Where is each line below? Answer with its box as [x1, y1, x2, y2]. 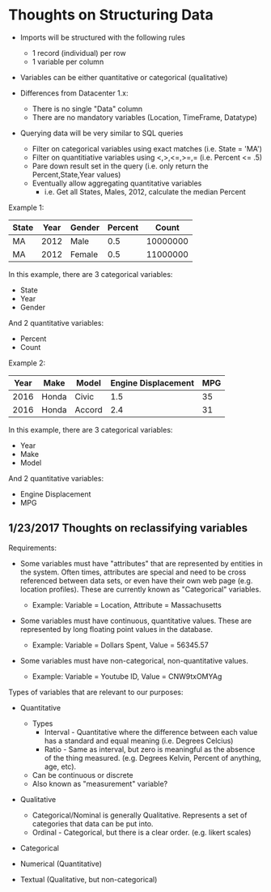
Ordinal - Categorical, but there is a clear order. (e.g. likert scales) [32, 827, 252, 837]
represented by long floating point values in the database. [19, 624, 213, 634]
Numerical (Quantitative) [19, 859, 103, 869]
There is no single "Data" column [32, 104, 143, 113]
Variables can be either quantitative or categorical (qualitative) [19, 72, 228, 82]
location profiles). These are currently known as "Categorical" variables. [19, 584, 261, 594]
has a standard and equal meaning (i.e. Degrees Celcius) [44, 736, 234, 745]
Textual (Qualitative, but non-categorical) [19, 874, 158, 884]
